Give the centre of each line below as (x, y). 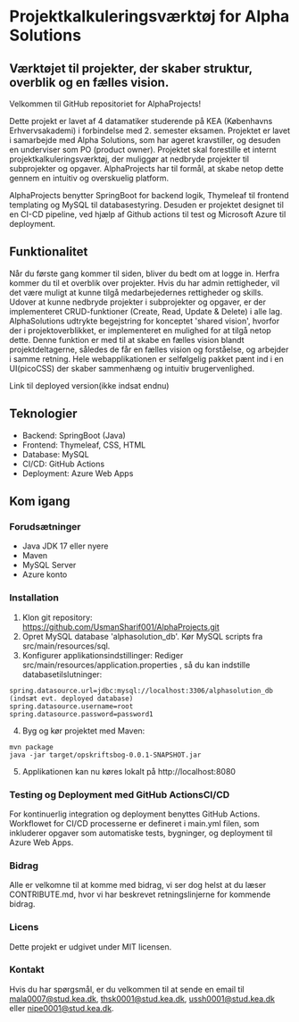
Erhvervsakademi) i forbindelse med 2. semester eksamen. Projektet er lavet (150, 130)
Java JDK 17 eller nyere (65, 546)
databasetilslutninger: (62, 674)
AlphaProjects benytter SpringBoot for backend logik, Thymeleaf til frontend (149, 195)
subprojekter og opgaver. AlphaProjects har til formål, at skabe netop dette (146, 168)
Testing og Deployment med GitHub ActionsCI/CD (120, 794)
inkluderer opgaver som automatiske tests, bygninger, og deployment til (141, 833)
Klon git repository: (57, 617)
